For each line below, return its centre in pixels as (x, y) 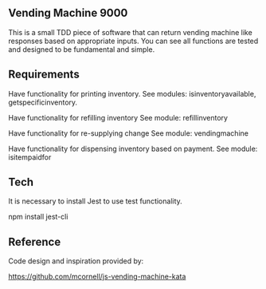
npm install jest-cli (38, 217)
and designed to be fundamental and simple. (82, 49)
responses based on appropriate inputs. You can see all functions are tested (133, 41)
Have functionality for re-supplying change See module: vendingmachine (129, 133)
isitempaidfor (30, 157)
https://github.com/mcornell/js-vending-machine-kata (97, 277)
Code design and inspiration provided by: (76, 261)
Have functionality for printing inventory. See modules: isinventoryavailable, (132, 93)
